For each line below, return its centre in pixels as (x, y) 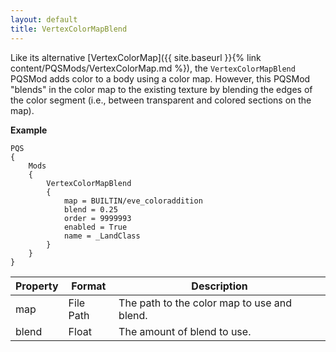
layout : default (44, 19)
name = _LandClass (102, 236)
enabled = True (95, 227)
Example (29, 130)
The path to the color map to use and (205, 303)
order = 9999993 (97, 218)
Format (89, 286)
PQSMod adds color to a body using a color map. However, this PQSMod (160, 78)
